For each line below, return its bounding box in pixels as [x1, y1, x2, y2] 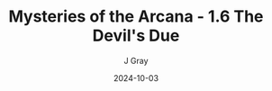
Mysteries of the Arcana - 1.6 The [8, 6, 264, 27]
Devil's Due [92, 25, 180, 46]
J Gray [123, 55, 149, 66]
